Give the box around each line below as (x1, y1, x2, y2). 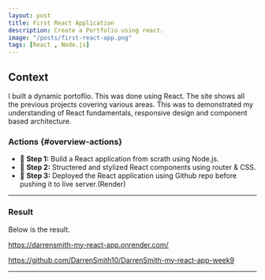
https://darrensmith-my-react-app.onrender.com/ (8, 240, 170, 249)
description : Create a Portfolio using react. (8, 26, 164, 34)
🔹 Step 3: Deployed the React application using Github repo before (19, 171, 237, 180)
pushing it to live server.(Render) (19, 180, 126, 189)
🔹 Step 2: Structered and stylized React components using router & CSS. (19, 163, 256, 172)
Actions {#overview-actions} (8, 136, 123, 147)
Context (8, 70, 49, 84)
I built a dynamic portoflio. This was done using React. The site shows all (8, 91, 245, 100)
